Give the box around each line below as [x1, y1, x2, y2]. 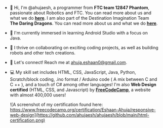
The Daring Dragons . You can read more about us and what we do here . [9, 20, 158, 26]
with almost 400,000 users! [9, 92, 66, 98]
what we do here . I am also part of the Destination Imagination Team [9, 15, 149, 21]
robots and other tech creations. [9, 50, 76, 56]
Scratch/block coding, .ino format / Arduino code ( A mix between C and [9, 76, 157, 82]
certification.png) [9, 117, 45, 123]
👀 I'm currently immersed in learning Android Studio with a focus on [9, 30, 148, 35]
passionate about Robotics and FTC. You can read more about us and [9, 10, 152, 16]
